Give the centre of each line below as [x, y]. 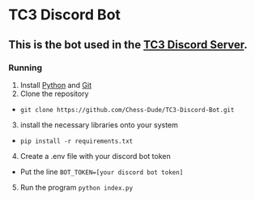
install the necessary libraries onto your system [99, 125]
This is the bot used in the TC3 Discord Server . [128, 45]
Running [25, 68]
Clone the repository [54, 94]
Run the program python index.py [76, 187]
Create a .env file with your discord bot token [96, 156]
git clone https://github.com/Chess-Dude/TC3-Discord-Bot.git [127, 110]
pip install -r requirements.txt [76, 141]
